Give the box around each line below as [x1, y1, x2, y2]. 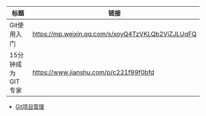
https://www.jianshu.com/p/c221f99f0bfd [32, 68, 154, 76]
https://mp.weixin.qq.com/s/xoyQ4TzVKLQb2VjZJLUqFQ [32, 30, 197, 38]
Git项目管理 [15, 103, 45, 110]
